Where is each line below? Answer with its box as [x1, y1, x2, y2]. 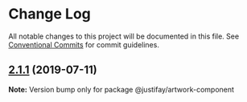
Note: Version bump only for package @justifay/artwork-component [8, 84, 235, 94]
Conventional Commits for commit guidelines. [8, 39, 159, 49]
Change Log [8, 5, 91, 23]
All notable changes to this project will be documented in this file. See [8, 31, 240, 41]
